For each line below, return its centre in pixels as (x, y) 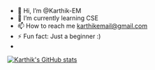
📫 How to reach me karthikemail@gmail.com (82, 26)
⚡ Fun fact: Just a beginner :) (59, 36)
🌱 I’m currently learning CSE (58, 18)
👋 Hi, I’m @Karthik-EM (49, 11)
